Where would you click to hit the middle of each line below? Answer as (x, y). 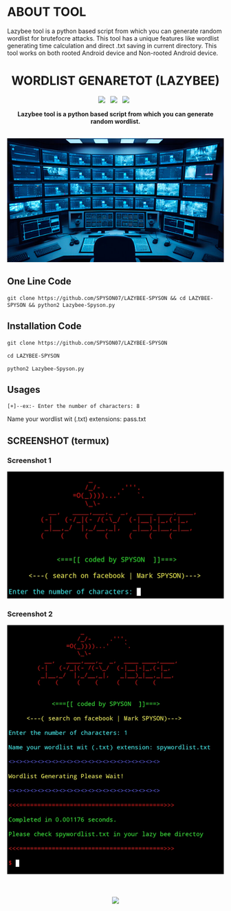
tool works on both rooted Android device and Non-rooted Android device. (113, 53)
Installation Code (44, 326)
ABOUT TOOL (47, 12)
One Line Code (40, 282)
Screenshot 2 (30, 614)
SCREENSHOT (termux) (58, 441)
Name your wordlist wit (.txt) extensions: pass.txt (77, 419)
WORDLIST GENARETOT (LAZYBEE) (115, 81)
